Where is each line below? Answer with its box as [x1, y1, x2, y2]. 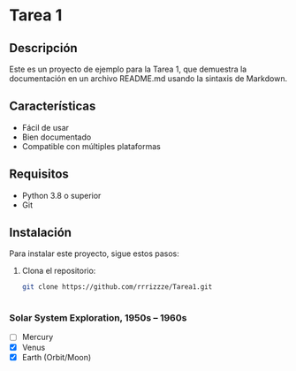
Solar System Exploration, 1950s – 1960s [9, 312, 187, 324]
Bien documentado [21, 132, 92, 142]
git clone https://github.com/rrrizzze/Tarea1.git [21, 283, 213, 291]
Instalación [9, 225, 72, 240]
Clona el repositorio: [21, 266, 96, 276]
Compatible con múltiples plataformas [21, 140, 161, 151]
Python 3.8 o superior [21, 190, 102, 201]
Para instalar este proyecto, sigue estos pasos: [9, 248, 179, 259]
